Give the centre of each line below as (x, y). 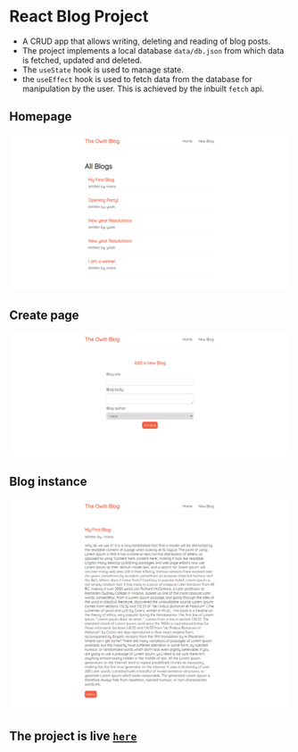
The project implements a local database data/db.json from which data (153, 50)
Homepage (41, 117)
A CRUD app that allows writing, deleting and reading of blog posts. (146, 41)
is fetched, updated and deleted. (82, 60)
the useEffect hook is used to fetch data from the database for (137, 79)
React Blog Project (79, 17)
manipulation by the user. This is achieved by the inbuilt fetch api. (143, 88)
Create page (44, 315)
